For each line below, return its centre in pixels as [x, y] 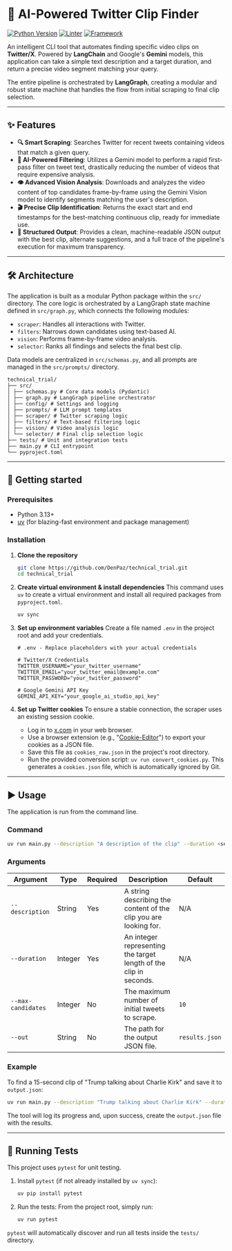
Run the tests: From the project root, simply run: [85, 1207]
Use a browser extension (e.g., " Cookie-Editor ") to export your [116, 737]
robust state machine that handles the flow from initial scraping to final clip [113, 89]
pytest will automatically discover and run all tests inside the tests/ [103, 1233]
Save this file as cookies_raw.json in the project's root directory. [118, 752]
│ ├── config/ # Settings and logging [63, 404]
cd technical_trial [45, 574]
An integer [141, 937]
